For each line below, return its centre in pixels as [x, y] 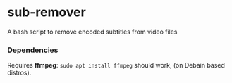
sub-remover [47, 12]
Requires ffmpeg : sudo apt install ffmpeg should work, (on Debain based [116, 65]
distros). [19, 73]
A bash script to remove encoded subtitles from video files [92, 32]
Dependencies [33, 50]
